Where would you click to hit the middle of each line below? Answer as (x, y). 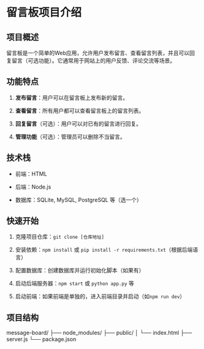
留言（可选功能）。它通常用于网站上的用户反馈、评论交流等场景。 (93, 61)
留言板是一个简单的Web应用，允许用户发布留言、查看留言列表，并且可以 (98, 53)
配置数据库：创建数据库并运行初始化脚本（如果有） (80, 271)
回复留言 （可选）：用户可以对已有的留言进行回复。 (78, 124)
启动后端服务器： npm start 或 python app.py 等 (75, 283)
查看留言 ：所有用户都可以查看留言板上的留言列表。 (80, 110)
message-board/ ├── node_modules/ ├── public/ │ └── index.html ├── (99, 333)
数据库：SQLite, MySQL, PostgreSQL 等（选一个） (78, 200)
